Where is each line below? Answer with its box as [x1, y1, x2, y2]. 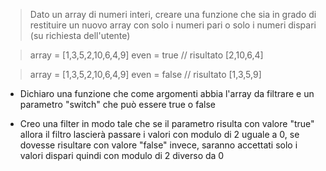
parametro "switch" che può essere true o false [19, 99, 216, 110]
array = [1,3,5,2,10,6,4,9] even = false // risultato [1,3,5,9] [29, 69, 262, 80]
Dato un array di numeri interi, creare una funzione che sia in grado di [29, 9, 317, 20]
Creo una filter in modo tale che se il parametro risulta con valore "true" [19, 118, 315, 129]
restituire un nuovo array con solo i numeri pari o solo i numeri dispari [29, 19, 317, 31]
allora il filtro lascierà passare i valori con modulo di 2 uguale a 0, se [19, 129, 300, 140]
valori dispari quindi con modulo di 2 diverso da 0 [19, 150, 225, 161]
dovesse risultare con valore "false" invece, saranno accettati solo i [19, 139, 298, 151]
